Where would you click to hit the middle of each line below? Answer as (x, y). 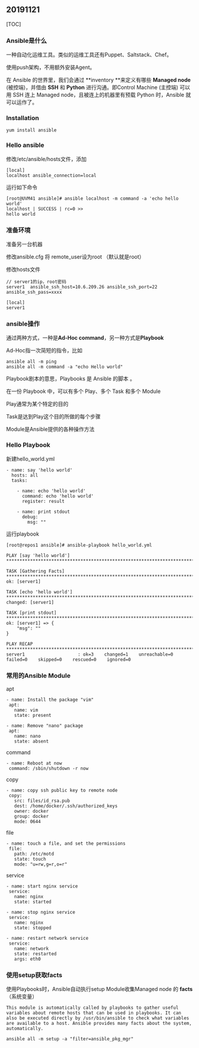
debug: (30, 517)
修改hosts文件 (23, 269)
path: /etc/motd (34, 854)
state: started (33, 902)
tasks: (20, 480)
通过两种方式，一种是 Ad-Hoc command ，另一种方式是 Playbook (85, 338)
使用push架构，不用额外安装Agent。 (51, 67)
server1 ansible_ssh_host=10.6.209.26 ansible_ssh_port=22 (82, 287)
